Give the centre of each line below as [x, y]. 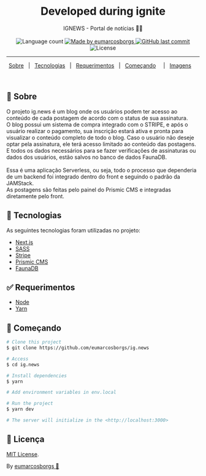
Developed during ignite [103, 11]
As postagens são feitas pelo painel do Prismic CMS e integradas [89, 190]
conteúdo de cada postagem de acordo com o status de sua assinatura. [97, 118]
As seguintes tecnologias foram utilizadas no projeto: [74, 230]
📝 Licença [25, 440]
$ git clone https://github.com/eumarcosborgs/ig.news [78, 348]
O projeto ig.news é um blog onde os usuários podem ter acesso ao [92, 111]
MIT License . [23, 454]
